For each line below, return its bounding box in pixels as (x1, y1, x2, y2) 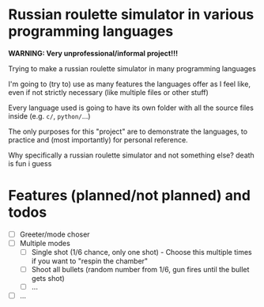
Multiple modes (19, 238, 71, 248)
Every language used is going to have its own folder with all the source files (8, 103, 255, 112)
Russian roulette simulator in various (8, 6, 255, 24)
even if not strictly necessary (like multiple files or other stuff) (8, 87, 209, 97)
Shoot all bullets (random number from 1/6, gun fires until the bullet (31, 265, 250, 275)
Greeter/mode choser (19, 229, 90, 239)
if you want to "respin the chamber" (31, 256, 149, 266)
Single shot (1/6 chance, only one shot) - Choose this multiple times (31, 248, 252, 256)
